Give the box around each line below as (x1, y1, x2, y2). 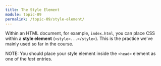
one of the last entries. (5, 56, 52, 62)
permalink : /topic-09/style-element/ (5, 16, 85, 21)
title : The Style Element (5, 7, 60, 12)
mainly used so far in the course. (5, 41, 74, 47)
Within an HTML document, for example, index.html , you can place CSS (5, 30, 155, 36)
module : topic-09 (5, 12, 42, 17)
